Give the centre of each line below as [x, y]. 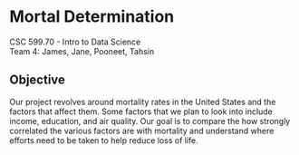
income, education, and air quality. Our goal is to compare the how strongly [150, 121]
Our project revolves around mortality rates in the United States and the [143, 102]
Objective [38, 80]
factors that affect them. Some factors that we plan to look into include [141, 111]
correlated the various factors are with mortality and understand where [142, 131]
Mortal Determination [92, 17]
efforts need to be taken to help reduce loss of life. [104, 140]
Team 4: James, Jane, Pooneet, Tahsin [82, 51]
